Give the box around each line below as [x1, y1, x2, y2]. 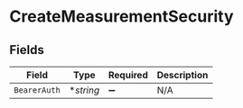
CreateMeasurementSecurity [9, 6, 234, 27]
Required [107, 69, 149, 81]
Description [156, 69, 209, 81]
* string [69, 84, 100, 96]
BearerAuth [14, 85, 61, 95]
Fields [9, 42, 45, 58]
